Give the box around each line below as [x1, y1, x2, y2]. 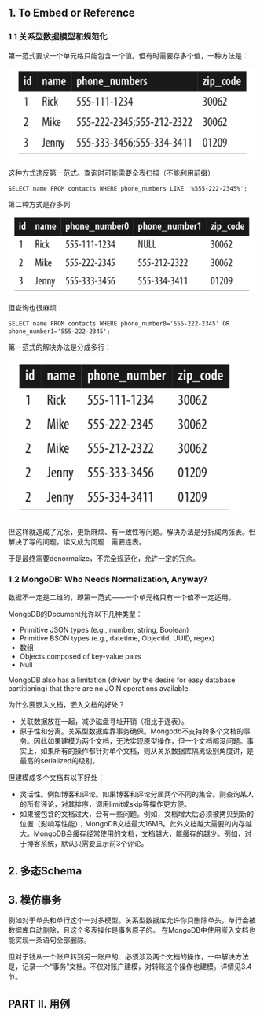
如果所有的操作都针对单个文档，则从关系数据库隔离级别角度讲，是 [40, 746, 254, 755]
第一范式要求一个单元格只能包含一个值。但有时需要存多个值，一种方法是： [8, 50, 249, 60]
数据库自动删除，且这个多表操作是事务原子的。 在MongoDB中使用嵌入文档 [8, 926, 249, 935]
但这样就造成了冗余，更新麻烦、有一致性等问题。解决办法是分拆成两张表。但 [8, 527, 256, 536]
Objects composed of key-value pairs [19, 651, 141, 661]
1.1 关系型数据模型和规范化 [8, 32, 108, 43]
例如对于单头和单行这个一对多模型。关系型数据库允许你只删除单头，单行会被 [8, 915, 256, 925]
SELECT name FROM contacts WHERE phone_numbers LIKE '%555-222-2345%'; [8, 184, 247, 192]
